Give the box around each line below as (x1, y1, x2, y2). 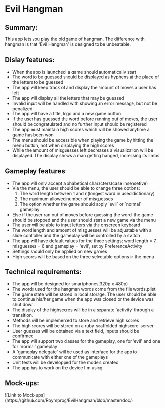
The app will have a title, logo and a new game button (12, 111, 121, 116)
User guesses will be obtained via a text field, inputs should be (12, 328, 139, 334)
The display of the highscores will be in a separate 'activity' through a (12, 307, 154, 313)
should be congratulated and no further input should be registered (12, 121, 147, 127)
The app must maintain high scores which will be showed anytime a (12, 126, 150, 132)
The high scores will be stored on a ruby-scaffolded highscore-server (12, 323, 154, 329)
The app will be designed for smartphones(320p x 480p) (12, 281, 128, 287)
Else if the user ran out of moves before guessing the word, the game (12, 211, 154, 218)
